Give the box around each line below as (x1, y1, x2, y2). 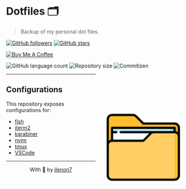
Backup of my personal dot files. (20, 28, 99, 35)
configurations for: (6, 106, 51, 113)
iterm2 (14, 124, 31, 131)
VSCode (14, 149, 35, 156)
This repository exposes (6, 100, 65, 107)
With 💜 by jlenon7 (29, 166, 72, 173)
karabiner (14, 130, 38, 137)
